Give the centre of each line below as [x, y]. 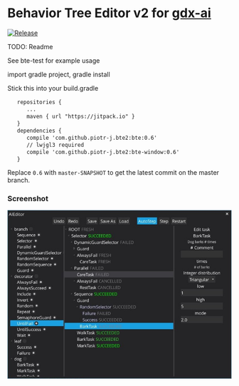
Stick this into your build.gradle [53, 88]
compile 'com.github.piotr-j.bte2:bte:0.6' [92, 138]
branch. [19, 180]
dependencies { [39, 131]
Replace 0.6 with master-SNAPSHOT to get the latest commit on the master [113, 172]
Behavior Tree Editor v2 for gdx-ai [109, 13]
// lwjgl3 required [55, 145]
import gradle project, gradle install [59, 74]
